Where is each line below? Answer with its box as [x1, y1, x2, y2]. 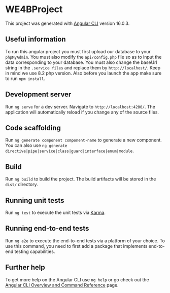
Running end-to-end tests [5, 224, 89, 233]
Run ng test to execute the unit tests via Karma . [5, 209, 106, 215]
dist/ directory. [5, 181, 38, 188]
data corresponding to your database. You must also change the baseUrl [5, 59, 157, 65]
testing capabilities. [14, 248, 55, 254]
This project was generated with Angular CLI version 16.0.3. [5, 20, 130, 26]
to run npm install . [5, 75, 46, 82]
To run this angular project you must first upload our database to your [5, 48, 151, 54]
